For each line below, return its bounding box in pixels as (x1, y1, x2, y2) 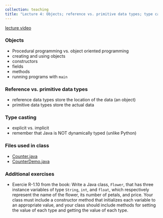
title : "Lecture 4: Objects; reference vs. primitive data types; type (5, 12, 153, 16)
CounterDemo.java (12, 158, 50, 164)
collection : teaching (5, 7, 49, 12)
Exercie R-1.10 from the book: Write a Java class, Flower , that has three (12, 181, 154, 187)
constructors (12, 58, 38, 64)
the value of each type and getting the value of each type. (12, 207, 129, 213)
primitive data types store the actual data (12, 102, 95, 108)
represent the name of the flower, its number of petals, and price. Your (12, 192, 153, 198)
